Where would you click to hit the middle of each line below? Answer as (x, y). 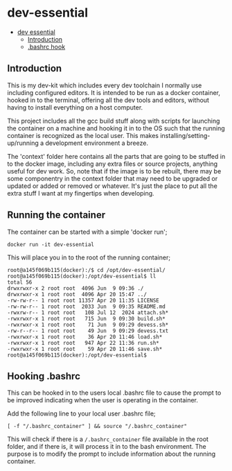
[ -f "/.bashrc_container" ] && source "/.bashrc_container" (97, 427)
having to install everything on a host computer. (75, 107)
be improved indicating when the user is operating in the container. (103, 400)
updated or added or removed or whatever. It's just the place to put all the (113, 186)
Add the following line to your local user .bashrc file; (81, 413)
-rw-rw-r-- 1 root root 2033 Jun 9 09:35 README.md (87, 307)
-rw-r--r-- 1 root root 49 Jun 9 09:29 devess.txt (88, 331)
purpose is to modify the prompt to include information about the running (111, 454)
